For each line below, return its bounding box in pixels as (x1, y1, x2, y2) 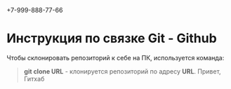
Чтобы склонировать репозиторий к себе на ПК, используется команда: (6, 53, 225, 62)
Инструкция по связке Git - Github (6, 31, 217, 46)
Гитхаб (23, 74, 45, 83)
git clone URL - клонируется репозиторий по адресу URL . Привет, (23, 67, 222, 76)
